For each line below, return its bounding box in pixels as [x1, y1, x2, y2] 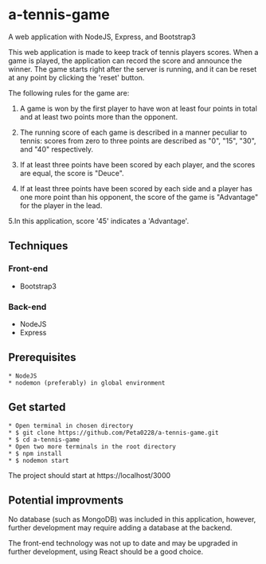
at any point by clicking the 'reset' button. [8, 72, 145, 82]
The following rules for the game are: [8, 88, 130, 97]
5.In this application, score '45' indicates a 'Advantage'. [8, 216, 190, 225]
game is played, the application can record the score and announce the [8, 56, 243, 65]
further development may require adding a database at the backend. [8, 523, 233, 533]
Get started [8, 401, 66, 414]
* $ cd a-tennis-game [8, 436, 80, 444]
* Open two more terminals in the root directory [8, 442, 177, 451]
